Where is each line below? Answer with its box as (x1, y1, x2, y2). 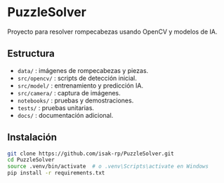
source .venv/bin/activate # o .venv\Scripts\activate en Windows (7, 163, 209, 170)
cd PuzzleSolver (7, 156, 55, 163)
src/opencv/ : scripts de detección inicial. (17, 74, 137, 82)
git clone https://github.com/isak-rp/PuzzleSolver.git (7, 150, 174, 157)
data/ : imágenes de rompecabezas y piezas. (17, 66, 149, 74)
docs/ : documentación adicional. (17, 111, 114, 119)
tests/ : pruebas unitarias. (17, 103, 95, 112)
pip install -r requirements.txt (7, 170, 105, 177)
